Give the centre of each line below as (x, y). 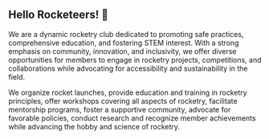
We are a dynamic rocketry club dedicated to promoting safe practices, (126, 34)
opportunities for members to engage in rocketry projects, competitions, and (135, 59)
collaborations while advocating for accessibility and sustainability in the (128, 68)
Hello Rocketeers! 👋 (59, 15)
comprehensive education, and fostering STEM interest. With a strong (124, 43)
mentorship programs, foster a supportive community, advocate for (120, 109)
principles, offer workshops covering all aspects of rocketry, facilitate (123, 100)
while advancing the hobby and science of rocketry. (94, 126)
